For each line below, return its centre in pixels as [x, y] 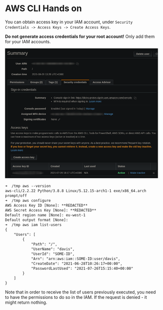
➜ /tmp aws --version [28, 186]
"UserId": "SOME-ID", [53, 254]
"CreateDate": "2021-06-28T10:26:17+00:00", [77, 263]
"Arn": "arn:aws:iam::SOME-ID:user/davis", [75, 259]
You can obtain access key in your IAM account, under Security [69, 22]
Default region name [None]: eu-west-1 [45, 215]
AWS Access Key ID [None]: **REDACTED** [47, 205]
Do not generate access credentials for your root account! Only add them [80, 36]
